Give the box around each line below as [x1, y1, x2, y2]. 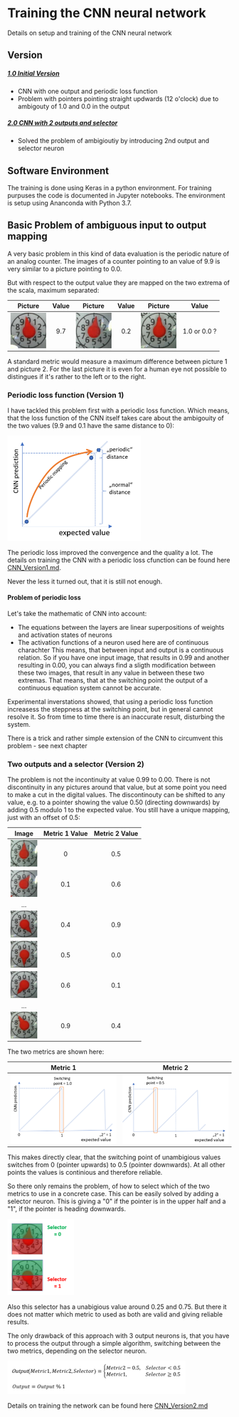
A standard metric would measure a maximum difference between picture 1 [7, 358, 228, 366]
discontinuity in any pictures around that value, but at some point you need [7, 783, 227, 791]
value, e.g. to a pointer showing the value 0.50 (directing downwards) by [7, 798, 221, 806]
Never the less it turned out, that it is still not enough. [7, 577, 163, 586]
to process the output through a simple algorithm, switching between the [7, 1339, 221, 1347]
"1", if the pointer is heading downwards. [7, 1205, 127, 1213]
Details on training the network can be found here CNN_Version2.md [7, 1401, 208, 1410]
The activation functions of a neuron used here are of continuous [17, 638, 209, 646]
